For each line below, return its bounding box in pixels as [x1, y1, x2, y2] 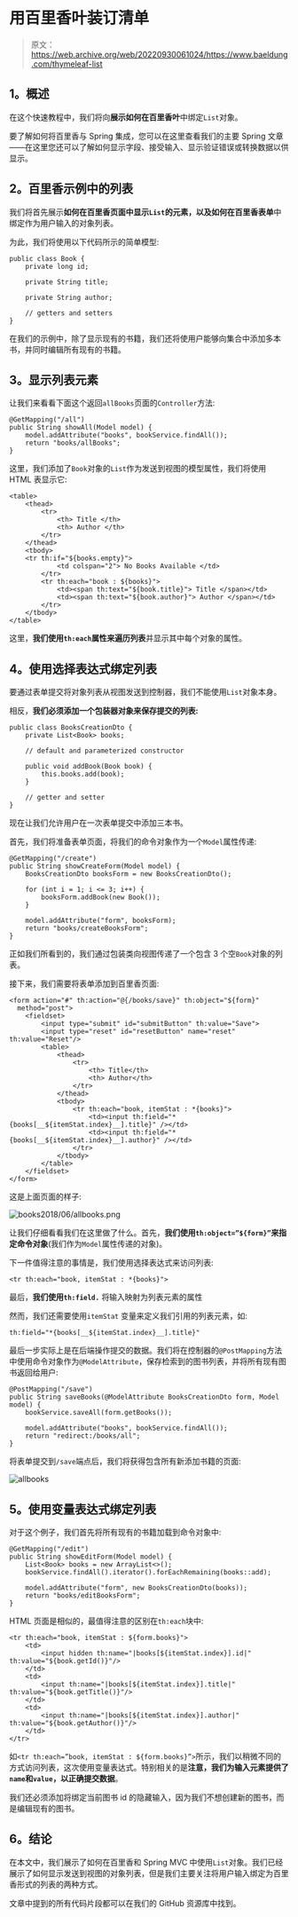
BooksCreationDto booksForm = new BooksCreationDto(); [25, 870, 232, 879]
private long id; [25, 262, 90, 271]
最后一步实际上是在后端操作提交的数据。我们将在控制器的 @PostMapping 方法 [9, 1345, 282, 1356]
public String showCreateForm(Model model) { [9, 862, 180, 871]
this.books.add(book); [41, 769, 125, 779]
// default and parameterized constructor [25, 746, 184, 755]
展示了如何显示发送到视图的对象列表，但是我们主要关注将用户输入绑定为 [9, 1867, 273, 1878]
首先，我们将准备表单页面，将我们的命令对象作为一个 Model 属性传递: [9, 836, 257, 848]
